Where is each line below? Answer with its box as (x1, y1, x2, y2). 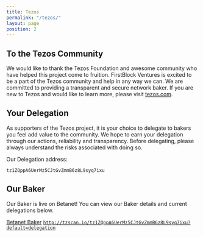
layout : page (6, 20, 40, 26)
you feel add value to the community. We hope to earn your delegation (6, 130, 183, 138)
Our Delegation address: (6, 155, 68, 163)
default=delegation (6, 225, 56, 231)
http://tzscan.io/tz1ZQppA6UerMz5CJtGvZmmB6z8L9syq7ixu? (43, 219, 191, 225)
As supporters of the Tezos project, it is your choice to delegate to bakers (6, 124, 191, 132)
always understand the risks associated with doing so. (6, 144, 143, 151)
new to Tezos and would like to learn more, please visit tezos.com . (6, 91, 173, 98)
